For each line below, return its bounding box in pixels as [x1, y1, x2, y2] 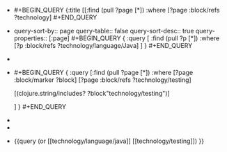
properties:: [13, 34, 47, 42]
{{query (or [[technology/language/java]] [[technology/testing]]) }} [13, 137, 204, 145]
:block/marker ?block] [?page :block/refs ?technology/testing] [13, 76, 191, 84]
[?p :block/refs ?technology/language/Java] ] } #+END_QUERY [13, 42, 193, 49]
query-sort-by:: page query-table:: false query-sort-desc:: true [13, 27, 194, 35]
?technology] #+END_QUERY [13, 13, 97, 22]
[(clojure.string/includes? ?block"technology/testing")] [13, 90, 171, 97]
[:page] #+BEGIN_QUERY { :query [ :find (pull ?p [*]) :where [48, 34, 220, 42]
